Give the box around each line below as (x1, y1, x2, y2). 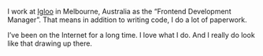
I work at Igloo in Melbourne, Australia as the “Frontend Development (7, 7, 232, 16)
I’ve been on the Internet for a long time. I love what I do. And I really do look (7, 31, 255, 39)
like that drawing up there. (7, 39, 92, 48)
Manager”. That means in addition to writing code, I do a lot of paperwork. (7, 15, 247, 24)
